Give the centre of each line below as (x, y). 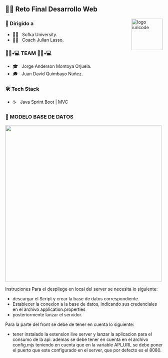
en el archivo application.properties (49, 309)
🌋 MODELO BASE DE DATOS (39, 117)
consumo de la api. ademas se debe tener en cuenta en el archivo (80, 339)
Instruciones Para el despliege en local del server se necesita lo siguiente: (81, 289)
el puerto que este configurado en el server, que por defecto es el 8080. (87, 350)
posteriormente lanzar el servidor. (47, 314)
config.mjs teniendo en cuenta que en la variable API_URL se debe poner (87, 344)
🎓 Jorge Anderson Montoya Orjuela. (52, 66)
